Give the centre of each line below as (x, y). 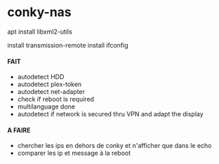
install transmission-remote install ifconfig (68, 45)
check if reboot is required (56, 100)
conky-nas (39, 12)
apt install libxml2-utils (40, 32)
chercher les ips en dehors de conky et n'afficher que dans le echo (114, 146)
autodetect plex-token (49, 84)
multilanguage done (46, 107)
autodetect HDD (41, 77)
